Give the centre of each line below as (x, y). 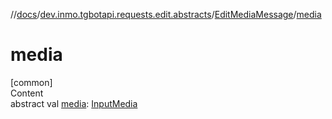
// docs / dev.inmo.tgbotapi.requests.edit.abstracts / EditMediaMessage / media (166, 14)
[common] (31, 82)
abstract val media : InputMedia (74, 103)
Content (27, 93)
